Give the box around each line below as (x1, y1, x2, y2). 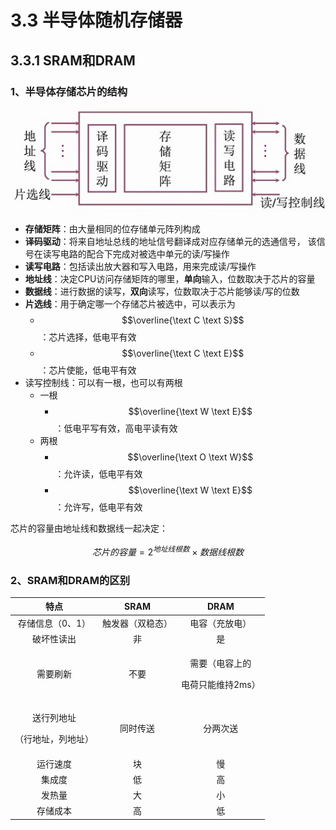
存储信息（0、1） (17, 617, 92, 629)
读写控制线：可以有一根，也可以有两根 (24, 376, 183, 388)
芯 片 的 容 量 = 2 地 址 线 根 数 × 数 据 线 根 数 (92, 544, 244, 558)
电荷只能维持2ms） (181, 679, 261, 691)
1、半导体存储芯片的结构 (10, 84, 128, 98)
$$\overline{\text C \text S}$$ (121, 314, 245, 326)
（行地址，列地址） (14, 733, 94, 745)
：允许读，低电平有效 (54, 467, 143, 480)
